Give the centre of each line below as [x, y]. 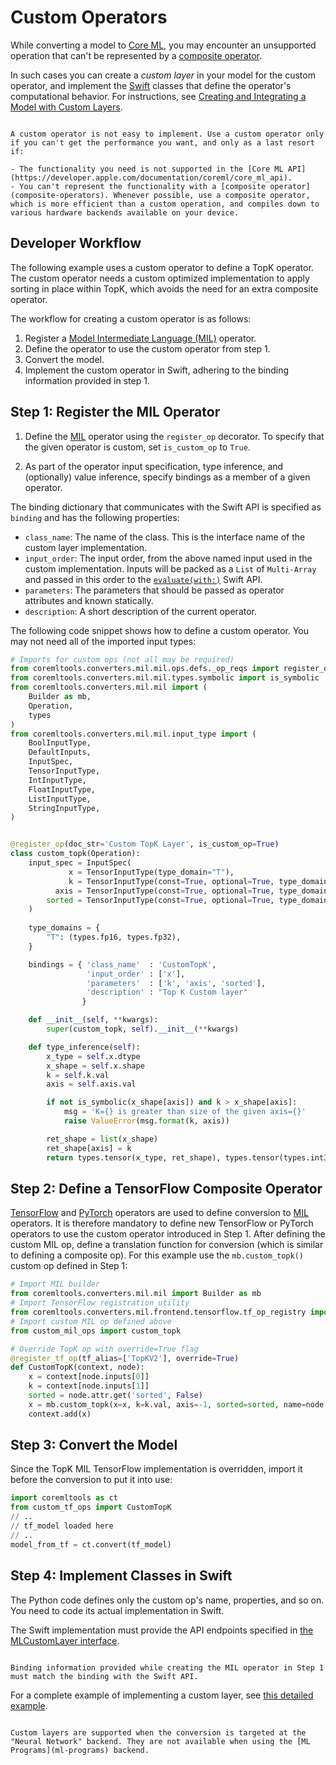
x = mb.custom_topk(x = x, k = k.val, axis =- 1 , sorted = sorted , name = [167, 1404]
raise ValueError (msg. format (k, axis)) [146, 1121]
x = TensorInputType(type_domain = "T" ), [151, 872]
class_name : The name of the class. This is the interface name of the [165, 537]
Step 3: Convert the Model [94, 1445]
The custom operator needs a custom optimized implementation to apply [160, 278]
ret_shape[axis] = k [89, 1148]
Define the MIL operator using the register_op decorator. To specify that [174, 436]
